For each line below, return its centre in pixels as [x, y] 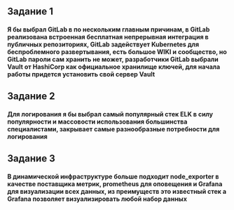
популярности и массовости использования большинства [97, 122]
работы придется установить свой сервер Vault [81, 74]
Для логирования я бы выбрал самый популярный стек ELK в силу [110, 114]
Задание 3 [31, 158]
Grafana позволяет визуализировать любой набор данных [97, 199]
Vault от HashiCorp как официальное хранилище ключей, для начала [114, 67]
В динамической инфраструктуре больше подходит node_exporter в [113, 176]
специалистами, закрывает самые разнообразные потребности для [113, 129]
